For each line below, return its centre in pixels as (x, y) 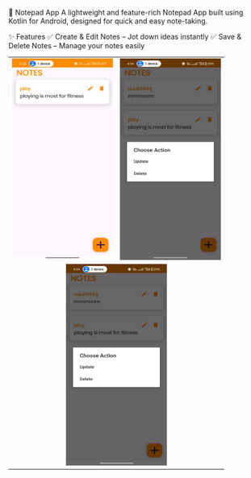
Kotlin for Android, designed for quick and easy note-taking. (108, 21)
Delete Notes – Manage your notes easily (77, 46)
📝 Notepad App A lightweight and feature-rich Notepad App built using (126, 12)
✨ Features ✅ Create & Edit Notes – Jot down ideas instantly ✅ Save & (125, 37)
